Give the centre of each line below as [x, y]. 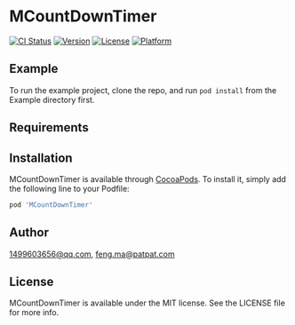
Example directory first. [52, 99]
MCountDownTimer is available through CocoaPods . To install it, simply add [148, 178]
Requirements [49, 127]
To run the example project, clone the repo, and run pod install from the [143, 90]
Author [29, 233]
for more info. [34, 313]
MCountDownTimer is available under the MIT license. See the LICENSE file [147, 303]
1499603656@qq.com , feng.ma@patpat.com [92, 254]
